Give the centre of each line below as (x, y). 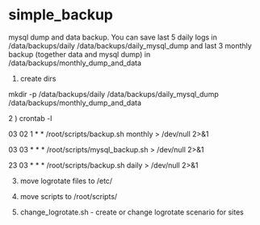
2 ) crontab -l (30, 118)
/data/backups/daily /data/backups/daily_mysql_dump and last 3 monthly (130, 45)
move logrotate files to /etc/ (66, 181)
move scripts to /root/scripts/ (69, 196)
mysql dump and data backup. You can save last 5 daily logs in (113, 37)
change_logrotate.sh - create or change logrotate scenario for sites (132, 212)
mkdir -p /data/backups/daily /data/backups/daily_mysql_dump (114, 94)
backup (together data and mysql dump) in (80, 54)
